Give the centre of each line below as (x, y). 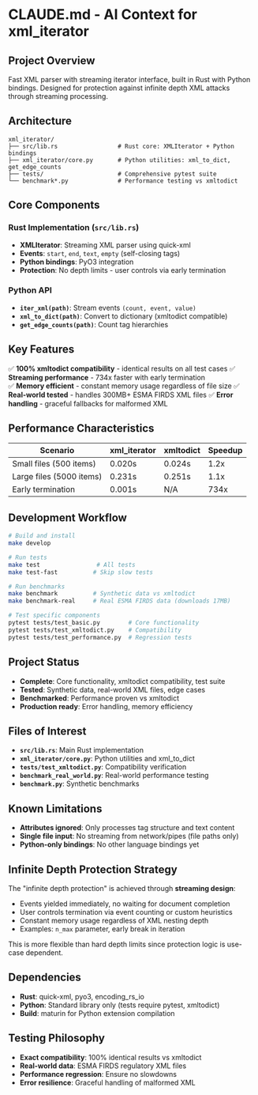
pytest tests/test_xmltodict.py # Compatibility (95, 630)
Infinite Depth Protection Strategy (93, 869)
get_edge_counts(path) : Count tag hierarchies (94, 324)
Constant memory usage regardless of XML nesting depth (114, 920)
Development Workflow (68, 517)
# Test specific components (54, 615)
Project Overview (52, 60)
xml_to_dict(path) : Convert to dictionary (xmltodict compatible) (123, 316)
